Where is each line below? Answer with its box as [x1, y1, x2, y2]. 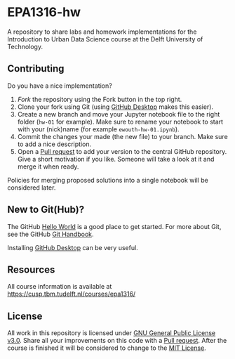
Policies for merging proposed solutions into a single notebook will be [7, 176, 208, 184]
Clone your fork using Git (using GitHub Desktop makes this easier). [17, 103, 214, 111]
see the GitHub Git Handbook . [7, 230, 94, 238]
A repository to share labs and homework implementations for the [7, 27, 197, 36]
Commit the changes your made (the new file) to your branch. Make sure [17, 132, 228, 141]
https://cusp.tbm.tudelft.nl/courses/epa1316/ [7, 289, 136, 299]
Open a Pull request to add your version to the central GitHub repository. [17, 147, 227, 155]
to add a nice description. [17, 140, 92, 148]
